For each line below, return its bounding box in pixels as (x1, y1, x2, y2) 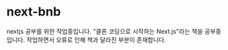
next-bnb (6, 4, 61, 20)
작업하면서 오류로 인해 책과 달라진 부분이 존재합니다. (26, 35, 167, 44)
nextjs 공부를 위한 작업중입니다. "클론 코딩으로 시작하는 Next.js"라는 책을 (6, 27, 203, 35)
